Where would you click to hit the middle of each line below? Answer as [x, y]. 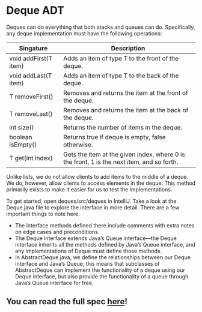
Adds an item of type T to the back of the [121, 76]
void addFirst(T [31, 58]
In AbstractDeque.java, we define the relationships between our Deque [103, 257]
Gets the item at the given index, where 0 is [124, 154]
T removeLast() [31, 113]
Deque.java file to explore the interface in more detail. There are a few [93, 207]
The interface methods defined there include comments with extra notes [105, 225]
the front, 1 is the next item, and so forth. [121, 161]
